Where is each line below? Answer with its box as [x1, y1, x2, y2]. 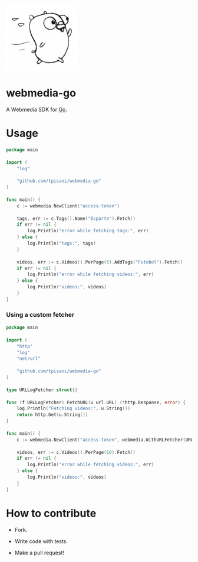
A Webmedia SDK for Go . [6, 106, 68, 113]
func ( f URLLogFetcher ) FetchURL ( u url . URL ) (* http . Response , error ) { [6, 399, 186, 405]
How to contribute [6, 506, 97, 520]
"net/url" [16, 356, 41, 362]
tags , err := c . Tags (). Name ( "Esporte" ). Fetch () [16, 215, 136, 222]
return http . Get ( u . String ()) [16, 412, 88, 418]
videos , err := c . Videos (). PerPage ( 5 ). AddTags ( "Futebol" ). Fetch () [16, 259, 183, 265]
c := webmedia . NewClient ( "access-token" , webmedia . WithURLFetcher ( [16, 437, 186, 443]
